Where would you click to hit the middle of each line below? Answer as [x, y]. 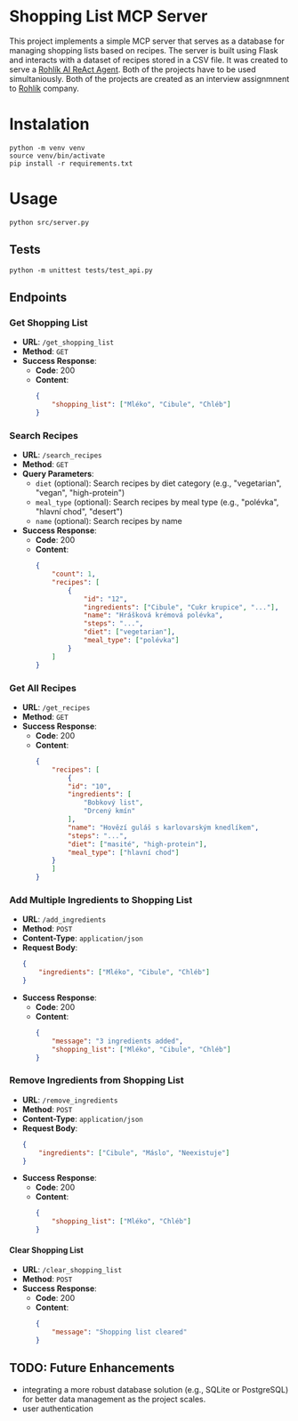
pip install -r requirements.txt [71, 163]
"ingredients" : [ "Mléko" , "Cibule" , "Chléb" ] [125, 973]
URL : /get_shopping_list [68, 342]
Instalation [49, 124]
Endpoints [38, 298]
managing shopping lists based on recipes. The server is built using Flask [144, 50]
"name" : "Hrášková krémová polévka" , [153, 616]
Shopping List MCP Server [109, 16]
